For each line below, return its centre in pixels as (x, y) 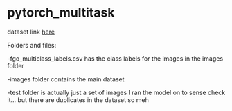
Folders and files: (32, 45)
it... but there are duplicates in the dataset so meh (78, 100)
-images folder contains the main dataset (66, 79)
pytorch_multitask (61, 13)
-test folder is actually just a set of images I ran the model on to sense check (116, 92)
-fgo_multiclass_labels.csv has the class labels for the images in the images (115, 58)
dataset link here (31, 32)
